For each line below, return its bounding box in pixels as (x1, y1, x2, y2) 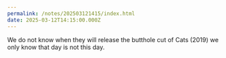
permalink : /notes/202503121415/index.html (7, 10, 136, 17)
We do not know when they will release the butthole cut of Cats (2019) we (7, 35, 219, 43)
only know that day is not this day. (7, 43, 105, 51)
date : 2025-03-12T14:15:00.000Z (7, 17, 101, 23)
